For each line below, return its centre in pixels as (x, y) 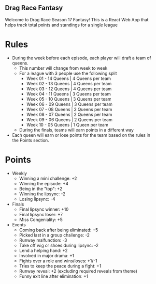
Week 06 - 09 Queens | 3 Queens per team (69, 104)
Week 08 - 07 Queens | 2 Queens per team (69, 114)
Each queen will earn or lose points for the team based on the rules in (81, 135)
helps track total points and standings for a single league (61, 25)
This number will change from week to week (63, 68)
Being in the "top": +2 (41, 189)
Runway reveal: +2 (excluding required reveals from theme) (78, 271)
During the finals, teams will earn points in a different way (76, 130)
